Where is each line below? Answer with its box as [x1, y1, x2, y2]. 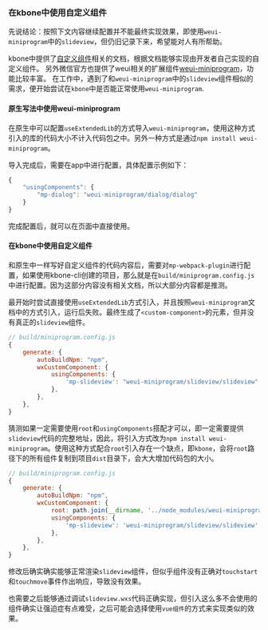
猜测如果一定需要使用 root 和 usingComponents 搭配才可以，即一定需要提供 [8, 423, 245, 433]
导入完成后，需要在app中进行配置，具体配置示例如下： [8, 160, 189, 170]
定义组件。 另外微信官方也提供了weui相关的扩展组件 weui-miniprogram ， [8, 64, 247, 74]
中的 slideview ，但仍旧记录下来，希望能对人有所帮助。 [47, 37, 227, 46]
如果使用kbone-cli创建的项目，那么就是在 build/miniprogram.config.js [22, 271, 255, 280]
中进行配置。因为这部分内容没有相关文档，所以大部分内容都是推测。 [8, 280, 232, 290]
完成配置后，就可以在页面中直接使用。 [8, 221, 134, 231]
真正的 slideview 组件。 [14, 318, 90, 327]
